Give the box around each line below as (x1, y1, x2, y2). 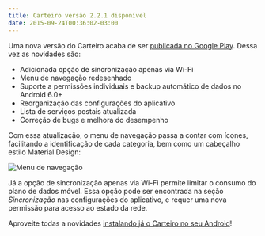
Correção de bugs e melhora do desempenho (19, 115, 168, 124)
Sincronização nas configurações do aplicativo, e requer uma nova (8, 195, 227, 204)
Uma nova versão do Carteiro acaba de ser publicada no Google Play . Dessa (8, 40, 258, 50)
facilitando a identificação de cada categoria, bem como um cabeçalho (8, 139, 240, 148)
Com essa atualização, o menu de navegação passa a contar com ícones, (8, 130, 248, 139)
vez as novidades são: (8, 49, 81, 59)
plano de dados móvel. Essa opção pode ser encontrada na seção (8, 186, 224, 196)
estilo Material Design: (8, 147, 81, 157)
